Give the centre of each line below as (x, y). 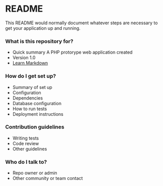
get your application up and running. (43, 28)
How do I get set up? (31, 76)
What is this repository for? (39, 41)
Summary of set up (32, 87)
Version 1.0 (24, 58)
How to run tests (30, 109)
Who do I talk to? (26, 162)
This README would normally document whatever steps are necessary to (81, 23)
